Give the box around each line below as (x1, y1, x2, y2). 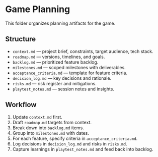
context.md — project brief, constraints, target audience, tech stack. (12, 48, 153, 54)
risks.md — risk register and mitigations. (12, 80, 97, 86)
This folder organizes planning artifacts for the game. (5, 20, 116, 26)
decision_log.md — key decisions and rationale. (12, 75, 112, 81)
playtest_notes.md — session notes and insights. (12, 86, 115, 92)
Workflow (5, 100, 37, 109)
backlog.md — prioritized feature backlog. (12, 59, 99, 65)
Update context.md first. (12, 114, 63, 120)
